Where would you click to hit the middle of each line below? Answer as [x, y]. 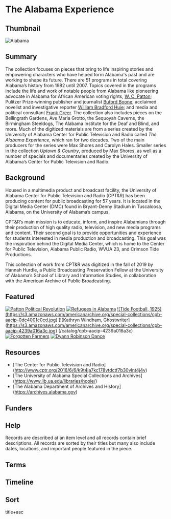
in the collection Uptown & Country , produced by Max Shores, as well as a [83, 151]
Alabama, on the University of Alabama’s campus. [57, 212]
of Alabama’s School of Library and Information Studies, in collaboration [81, 275]
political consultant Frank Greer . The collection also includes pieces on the [84, 112]
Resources [23, 352]
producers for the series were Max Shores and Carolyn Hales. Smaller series [86, 145]
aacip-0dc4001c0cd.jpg [31, 320]
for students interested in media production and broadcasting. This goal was [86, 238]
